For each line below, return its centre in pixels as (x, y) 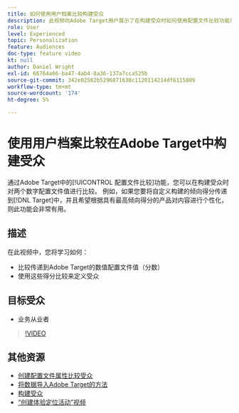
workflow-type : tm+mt (39, 87)
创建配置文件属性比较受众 (55, 376)
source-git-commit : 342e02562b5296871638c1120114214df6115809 (101, 80)
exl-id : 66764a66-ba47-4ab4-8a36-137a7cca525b (78, 73)
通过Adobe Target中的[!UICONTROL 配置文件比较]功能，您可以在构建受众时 (118, 182)
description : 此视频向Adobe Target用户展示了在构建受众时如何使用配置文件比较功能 (119, 21)
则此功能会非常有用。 (38, 209)
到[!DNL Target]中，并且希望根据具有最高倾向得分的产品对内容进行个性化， (117, 200)
